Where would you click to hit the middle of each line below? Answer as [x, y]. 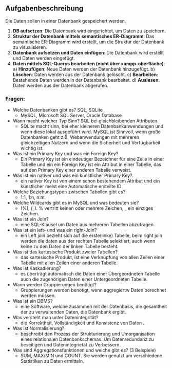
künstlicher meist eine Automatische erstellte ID [71, 187]
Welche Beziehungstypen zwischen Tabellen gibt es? [69, 192]
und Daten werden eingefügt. [44, 58]
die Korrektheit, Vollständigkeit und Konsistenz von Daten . [82, 323]
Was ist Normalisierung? [39, 328]
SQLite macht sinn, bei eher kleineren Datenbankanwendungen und [92, 126]
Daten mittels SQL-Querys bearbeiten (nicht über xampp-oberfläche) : [89, 63]
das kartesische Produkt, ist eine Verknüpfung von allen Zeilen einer [93, 257]
